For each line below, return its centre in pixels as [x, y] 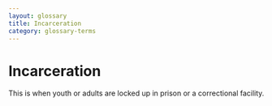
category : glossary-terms [52, 31]
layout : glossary [38, 16]
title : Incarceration [45, 23]
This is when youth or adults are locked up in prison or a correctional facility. [136, 93]
